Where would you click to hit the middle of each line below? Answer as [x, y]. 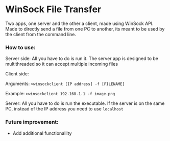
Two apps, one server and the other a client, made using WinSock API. [80, 23]
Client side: [17, 74]
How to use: [20, 47]
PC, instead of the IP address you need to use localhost [64, 109]
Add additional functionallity [42, 133]
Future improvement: [32, 122]
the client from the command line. [41, 34]
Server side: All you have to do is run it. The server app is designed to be [82, 59]
